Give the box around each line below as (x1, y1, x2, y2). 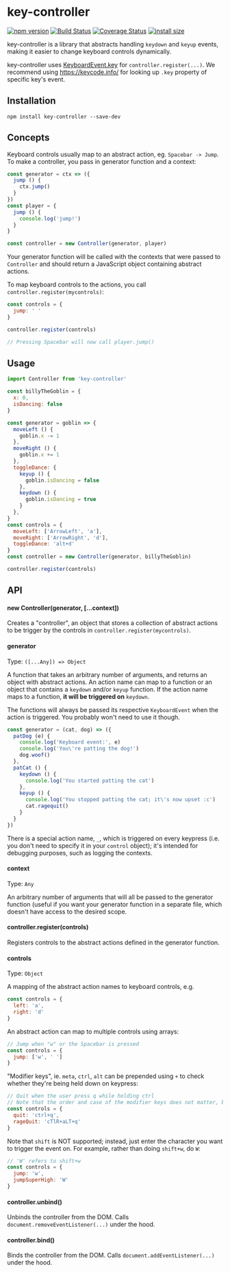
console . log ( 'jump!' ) (19, 215, 81, 222)
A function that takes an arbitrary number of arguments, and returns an (7, 670, 207, 678)
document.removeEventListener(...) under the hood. (7, 1221, 155, 1229)
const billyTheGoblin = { (7, 388, 81, 395)
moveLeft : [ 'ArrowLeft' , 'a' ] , (13, 528, 103, 535)
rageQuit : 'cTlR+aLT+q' (13, 1118, 81, 1125)
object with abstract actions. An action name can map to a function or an (7, 678, 212, 686)
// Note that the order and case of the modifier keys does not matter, (7, 1099, 219, 1106)
